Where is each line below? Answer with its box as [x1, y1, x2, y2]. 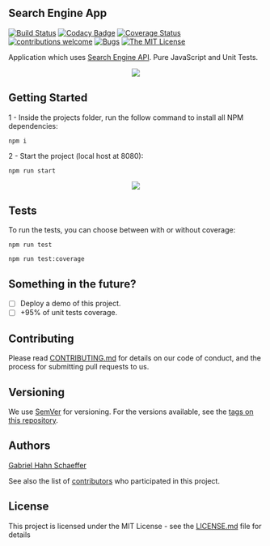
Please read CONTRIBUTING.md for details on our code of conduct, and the [8, 353, 261, 363]
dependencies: [8, 121, 58, 130]
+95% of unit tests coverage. [19, 308, 118, 318]
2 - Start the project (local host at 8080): [8, 151, 144, 160]
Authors [8, 439, 51, 453]
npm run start [8, 166, 57, 175]
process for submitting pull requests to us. [8, 362, 150, 372]
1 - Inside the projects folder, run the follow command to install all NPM [8, 113, 244, 122]
